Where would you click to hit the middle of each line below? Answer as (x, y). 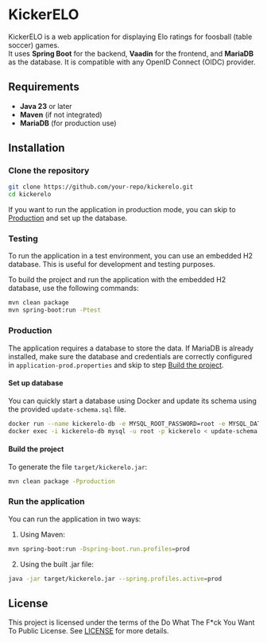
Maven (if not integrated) (61, 114)
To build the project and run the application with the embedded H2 (117, 280)
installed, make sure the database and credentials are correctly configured (130, 356)
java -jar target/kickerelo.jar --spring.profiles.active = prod (115, 579)
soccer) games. (34, 45)
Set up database (36, 383)
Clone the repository (49, 171)
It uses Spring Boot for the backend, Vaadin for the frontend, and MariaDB (131, 53)
